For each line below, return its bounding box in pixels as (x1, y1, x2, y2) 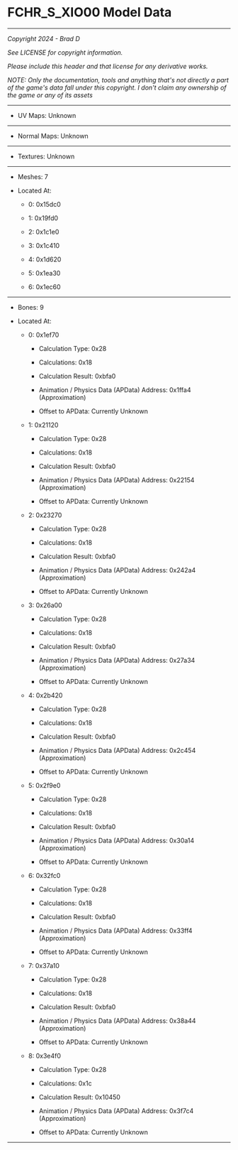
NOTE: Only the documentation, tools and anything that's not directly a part (7, 75, 229, 84)
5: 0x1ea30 (28, 268, 61, 277)
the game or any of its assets (7, 90, 93, 99)
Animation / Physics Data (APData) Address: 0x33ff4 (38, 926, 193, 935)
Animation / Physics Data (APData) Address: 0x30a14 (38, 836, 195, 845)
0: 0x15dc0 (28, 200, 62, 208)
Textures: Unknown (17, 152, 75, 161)
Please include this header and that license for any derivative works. (7, 62, 208, 70)
